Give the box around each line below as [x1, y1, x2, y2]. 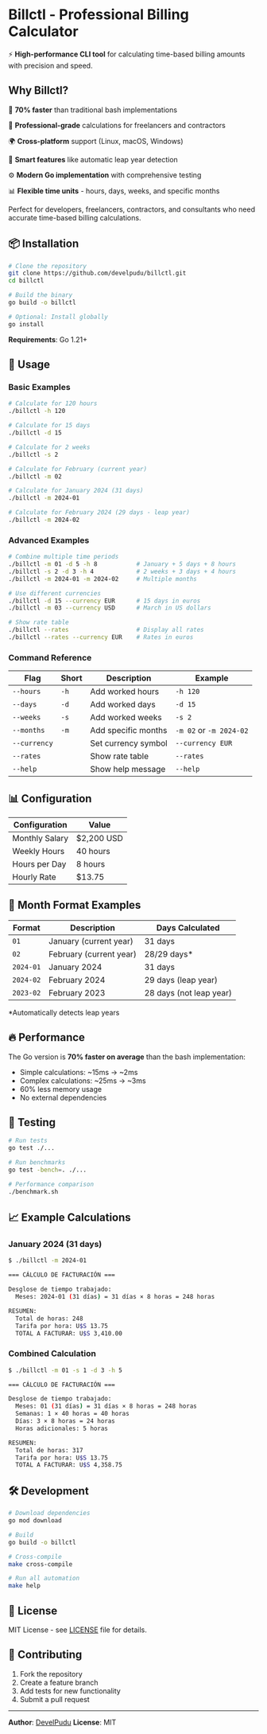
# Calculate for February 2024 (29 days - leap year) [8, 509, 191, 516]
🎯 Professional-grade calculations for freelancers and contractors [8, 120, 226, 130]
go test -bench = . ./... [8, 1166, 87, 1175]
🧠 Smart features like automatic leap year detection [8, 154, 179, 164]
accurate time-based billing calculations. [8, 212, 141, 222]
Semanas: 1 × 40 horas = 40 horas [15, 1410, 130, 1418]
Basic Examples [8, 382, 71, 392]
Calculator [8, 22, 79, 41]
